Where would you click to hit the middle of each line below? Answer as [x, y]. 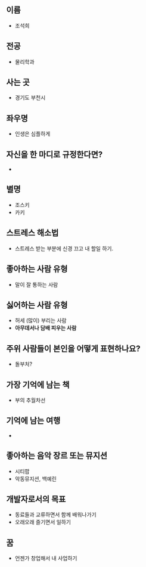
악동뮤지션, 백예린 [35, 479]
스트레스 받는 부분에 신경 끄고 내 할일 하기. [64, 248]
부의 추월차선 [30, 400]
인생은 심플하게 [32, 134]
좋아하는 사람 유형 [37, 269]
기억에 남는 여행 [33, 421]
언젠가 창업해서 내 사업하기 [46, 558]
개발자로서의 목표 [36, 499]
